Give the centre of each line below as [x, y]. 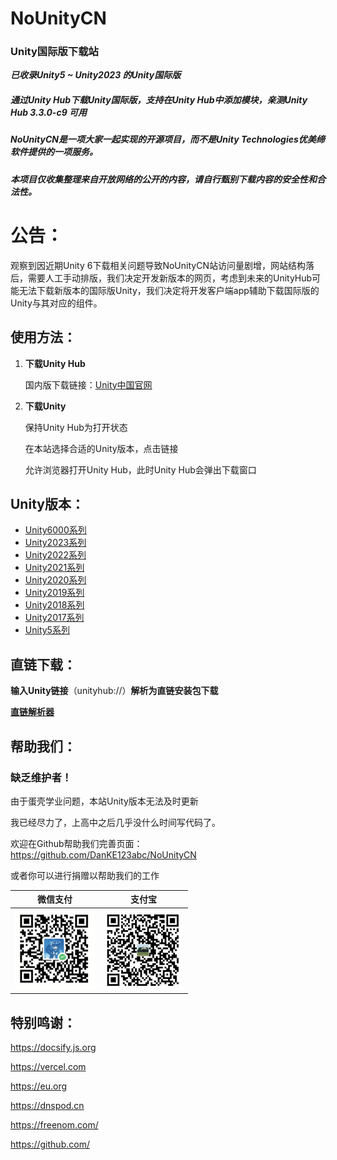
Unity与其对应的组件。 [56, 303]
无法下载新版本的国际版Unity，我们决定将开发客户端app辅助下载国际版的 [169, 290]
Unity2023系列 [55, 543]
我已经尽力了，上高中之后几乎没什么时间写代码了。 [115, 822]
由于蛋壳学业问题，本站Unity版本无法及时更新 [104, 801]
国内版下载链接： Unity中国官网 [88, 384]
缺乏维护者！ [41, 777]
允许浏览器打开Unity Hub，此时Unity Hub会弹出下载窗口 [140, 469]
